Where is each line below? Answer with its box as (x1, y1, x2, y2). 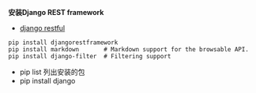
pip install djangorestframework (8, 39, 119, 46)
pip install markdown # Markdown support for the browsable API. (8, 46, 249, 54)
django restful (19, 24, 66, 32)
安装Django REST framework (8, 8, 104, 17)
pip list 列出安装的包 (19, 67, 85, 76)
